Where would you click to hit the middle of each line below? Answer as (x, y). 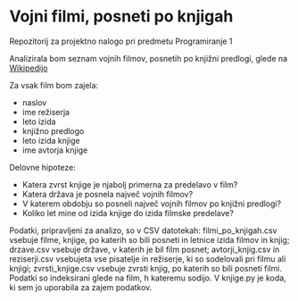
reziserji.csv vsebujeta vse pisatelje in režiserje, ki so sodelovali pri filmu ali (148, 259)
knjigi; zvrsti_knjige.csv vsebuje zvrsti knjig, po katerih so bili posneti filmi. (146, 268)
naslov (34, 102)
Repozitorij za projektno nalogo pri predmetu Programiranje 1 (121, 41)
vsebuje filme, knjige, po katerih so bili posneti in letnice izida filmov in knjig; (149, 239)
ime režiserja (46, 112)
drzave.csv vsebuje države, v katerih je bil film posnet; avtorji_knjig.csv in (145, 249)
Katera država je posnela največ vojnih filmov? (108, 194)
